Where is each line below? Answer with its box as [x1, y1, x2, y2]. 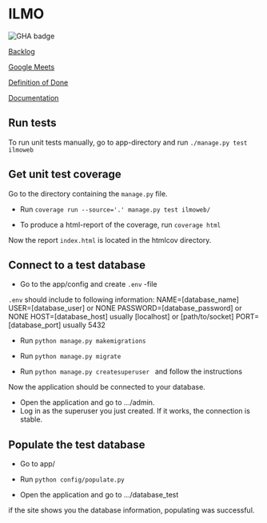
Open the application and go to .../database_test [19, 490, 179, 500]
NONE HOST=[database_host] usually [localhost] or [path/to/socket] [8, 312, 234, 322]
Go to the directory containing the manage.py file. [8, 188, 168, 198]
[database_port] [8, 320, 62, 330]
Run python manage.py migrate [19, 351, 122, 361]
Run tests [8, 117, 57, 130]
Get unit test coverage [8, 168, 122, 181]
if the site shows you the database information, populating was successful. [8, 505, 255, 515]
